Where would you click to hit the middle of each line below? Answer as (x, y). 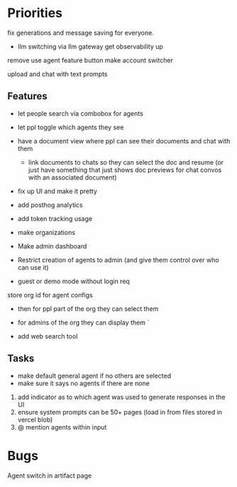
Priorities (35, 13)
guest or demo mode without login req (73, 281)
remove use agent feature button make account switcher (90, 60)
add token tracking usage (55, 219)
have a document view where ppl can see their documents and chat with (124, 141)
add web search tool (48, 336)
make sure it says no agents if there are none (84, 383)
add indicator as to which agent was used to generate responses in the (121, 397)
